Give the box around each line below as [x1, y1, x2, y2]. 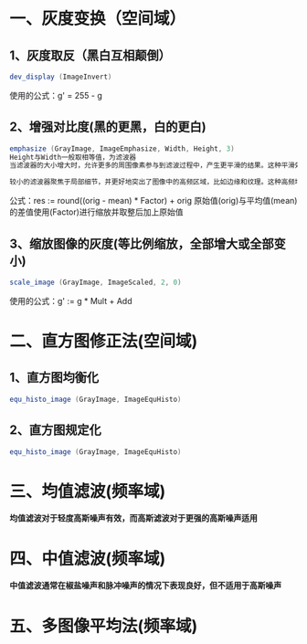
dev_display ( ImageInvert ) [9, 72, 112, 81]
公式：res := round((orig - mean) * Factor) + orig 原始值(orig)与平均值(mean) [9, 195, 298, 206]
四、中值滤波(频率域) [9, 548, 166, 569]
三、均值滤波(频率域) [9, 480, 166, 501]
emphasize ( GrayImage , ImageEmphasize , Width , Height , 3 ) [9, 143, 235, 153]
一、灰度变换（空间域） [9, 8, 186, 29]
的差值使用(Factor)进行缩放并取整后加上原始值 [9, 206, 185, 217]
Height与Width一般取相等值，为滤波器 [9, 153, 137, 162]
